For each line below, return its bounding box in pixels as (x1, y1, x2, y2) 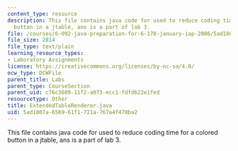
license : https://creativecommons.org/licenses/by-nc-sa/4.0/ (7, 63, 195, 70)
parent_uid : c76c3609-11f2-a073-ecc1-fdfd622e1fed (7, 89, 160, 96)
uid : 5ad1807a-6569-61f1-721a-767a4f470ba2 (7, 109, 138, 116)
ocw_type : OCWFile (7, 69, 62, 76)
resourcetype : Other (7, 96, 69, 103)
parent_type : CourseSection (7, 83, 91, 90)
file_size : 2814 (7, 37, 55, 44)
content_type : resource (7, 10, 78, 18)
